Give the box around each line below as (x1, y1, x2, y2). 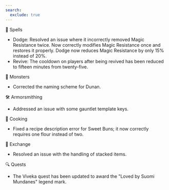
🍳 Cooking (5, 116, 28, 122)
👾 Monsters (5, 73, 30, 80)
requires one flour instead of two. (12, 131, 84, 137)
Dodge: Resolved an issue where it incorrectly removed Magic (12, 36, 145, 43)
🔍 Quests (5, 161, 26, 167)
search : (5, 7, 22, 13)
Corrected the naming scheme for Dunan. (12, 83, 101, 90)
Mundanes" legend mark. (12, 178, 67, 185)
